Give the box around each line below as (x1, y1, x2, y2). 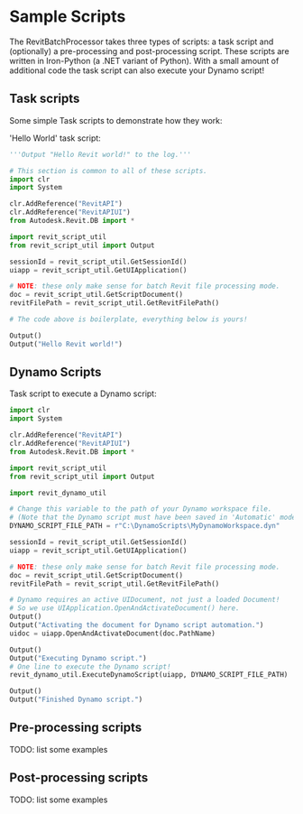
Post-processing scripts (9, 770, 149, 786)
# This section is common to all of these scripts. (9, 166, 207, 175)
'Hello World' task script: (9, 133, 101, 143)
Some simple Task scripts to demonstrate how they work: (9, 115, 223, 125)
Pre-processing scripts (9, 720, 142, 735)
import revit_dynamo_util (9, 488, 106, 497)
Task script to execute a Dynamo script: (9, 388, 157, 399)
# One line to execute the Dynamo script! (9, 661, 171, 671)
